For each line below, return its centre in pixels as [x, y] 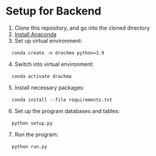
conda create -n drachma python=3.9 [58, 53]
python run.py [29, 146]
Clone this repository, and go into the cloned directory [82, 28]
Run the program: [36, 134]
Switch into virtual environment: [54, 64]
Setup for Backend [53, 11]
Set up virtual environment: [48, 41]
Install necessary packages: [49, 87]
